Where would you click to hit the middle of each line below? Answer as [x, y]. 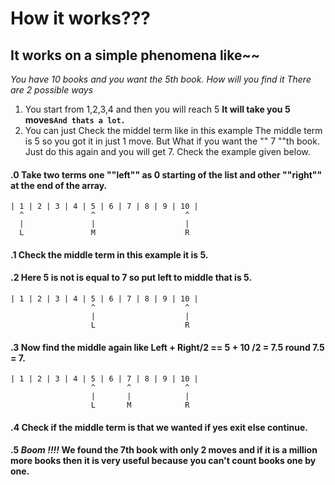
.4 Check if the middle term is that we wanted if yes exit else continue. [159, 427]
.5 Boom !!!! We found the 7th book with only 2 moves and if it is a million [164, 450]
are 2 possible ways [52, 90]
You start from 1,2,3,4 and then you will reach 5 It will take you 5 [157, 109]
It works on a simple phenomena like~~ [135, 55]
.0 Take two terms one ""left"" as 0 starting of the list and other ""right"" [166, 174]
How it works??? [80, 18]
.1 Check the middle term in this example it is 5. [109, 254]
